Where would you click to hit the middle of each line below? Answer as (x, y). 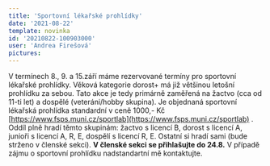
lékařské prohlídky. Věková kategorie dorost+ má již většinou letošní (122, 85)
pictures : (25, 53)
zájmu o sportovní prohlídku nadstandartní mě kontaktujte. (105, 153)
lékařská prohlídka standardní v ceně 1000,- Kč (87, 110)
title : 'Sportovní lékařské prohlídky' (76, 16)
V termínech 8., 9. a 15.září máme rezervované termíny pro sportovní (122, 76)
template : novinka (39, 31)
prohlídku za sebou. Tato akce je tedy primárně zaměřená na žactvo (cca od (135, 93)
